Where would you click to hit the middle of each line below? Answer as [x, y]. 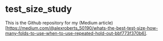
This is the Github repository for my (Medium [51, 23]
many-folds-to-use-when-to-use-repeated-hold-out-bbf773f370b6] [76, 33]
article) [106, 23]
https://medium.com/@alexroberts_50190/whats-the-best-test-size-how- [82, 28]
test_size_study [38, 9]
